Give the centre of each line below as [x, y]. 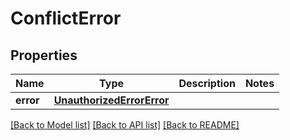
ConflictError [66, 18]
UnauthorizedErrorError [111, 100]
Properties [44, 55]
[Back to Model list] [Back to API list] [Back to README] [125, 125]
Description [207, 83]
